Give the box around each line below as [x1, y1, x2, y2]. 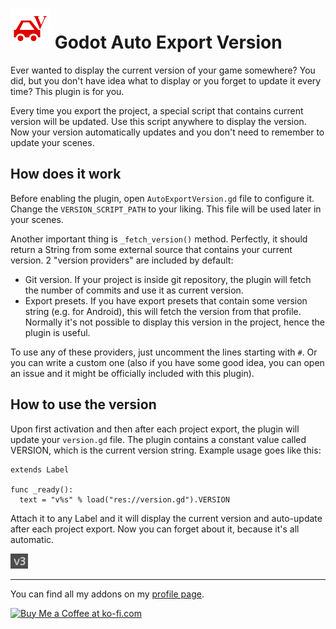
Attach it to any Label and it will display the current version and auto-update [10, 512, 323, 524]
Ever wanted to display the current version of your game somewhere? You [10, 64, 316, 76]
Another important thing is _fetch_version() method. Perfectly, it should [10, 233, 308, 245]
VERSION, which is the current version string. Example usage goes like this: [10, 444, 322, 456]
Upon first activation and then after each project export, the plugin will [10, 423, 300, 435]
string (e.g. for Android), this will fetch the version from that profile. [24, 305, 302, 317]
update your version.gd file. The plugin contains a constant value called [10, 433, 307, 445]
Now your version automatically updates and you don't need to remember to [10, 126, 325, 138]
